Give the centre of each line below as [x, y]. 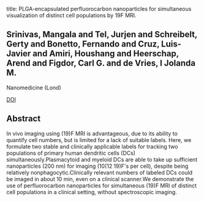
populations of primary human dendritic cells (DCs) [71, 153]
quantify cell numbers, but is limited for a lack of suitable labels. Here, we [99, 140]
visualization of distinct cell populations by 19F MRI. [71, 15]
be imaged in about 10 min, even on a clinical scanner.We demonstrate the [100, 179]
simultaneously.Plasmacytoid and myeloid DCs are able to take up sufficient [102, 159]
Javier [19, 54]
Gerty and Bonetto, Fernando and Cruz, [83, 44]
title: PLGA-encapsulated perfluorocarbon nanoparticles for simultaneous [99, 9]
